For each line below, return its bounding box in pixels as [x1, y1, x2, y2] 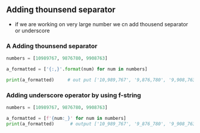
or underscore [14, 27, 50, 34]
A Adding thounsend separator [6, 42, 98, 50]
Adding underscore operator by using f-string [6, 91, 142, 99]
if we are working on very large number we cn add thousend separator [14, 20, 189, 27]
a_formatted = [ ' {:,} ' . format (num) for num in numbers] [6, 66, 148, 72]
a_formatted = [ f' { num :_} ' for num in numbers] [6, 115, 127, 121]
